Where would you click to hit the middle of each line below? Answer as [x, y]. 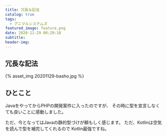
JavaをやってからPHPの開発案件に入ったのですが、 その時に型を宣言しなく [83, 106]
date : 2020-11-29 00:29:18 [33, 33]
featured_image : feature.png [35, 28]
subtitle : [15, 38]
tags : [11, 19]
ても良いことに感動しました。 [36, 112]
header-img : [17, 42]
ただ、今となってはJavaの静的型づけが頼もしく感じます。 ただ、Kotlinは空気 [83, 123]
